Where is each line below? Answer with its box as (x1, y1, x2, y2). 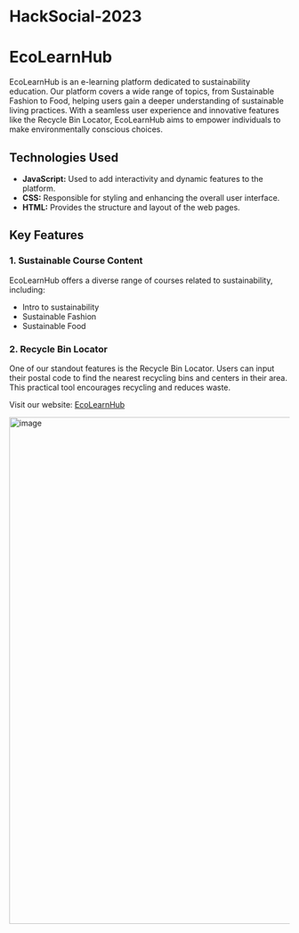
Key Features (9, 227, 85, 243)
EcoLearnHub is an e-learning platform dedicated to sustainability (9, 77, 251, 87)
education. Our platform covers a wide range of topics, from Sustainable (9, 87, 274, 97)
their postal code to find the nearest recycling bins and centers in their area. (9, 372, 287, 383)
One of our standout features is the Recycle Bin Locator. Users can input (9, 363, 275, 374)
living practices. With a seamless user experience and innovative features (9, 105, 279, 116)
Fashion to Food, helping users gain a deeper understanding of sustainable (9, 95, 285, 106)
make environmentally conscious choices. (9, 124, 163, 135)
